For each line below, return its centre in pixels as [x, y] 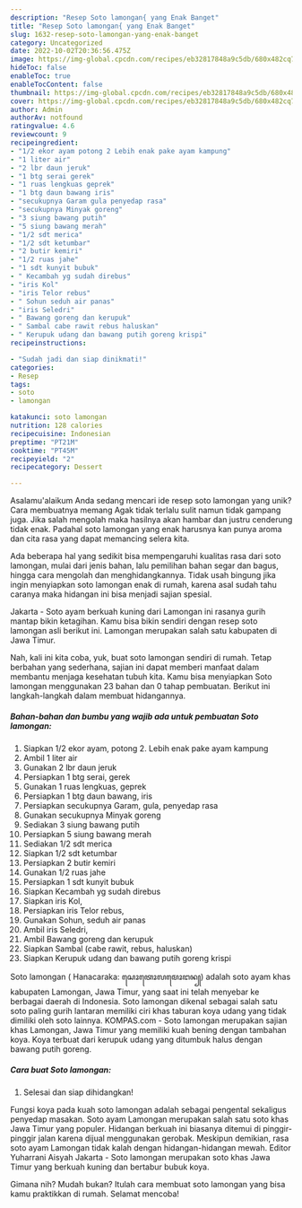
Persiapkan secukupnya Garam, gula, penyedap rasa [121, 806]
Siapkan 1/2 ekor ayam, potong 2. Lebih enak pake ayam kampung [146, 748]
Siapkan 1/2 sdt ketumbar [70, 853]
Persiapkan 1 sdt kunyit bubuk [78, 882]
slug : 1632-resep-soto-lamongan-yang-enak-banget [105, 34]
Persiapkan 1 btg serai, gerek [77, 777]
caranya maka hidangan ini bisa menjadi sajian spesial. [111, 594]
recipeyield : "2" [43, 459]
